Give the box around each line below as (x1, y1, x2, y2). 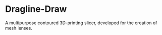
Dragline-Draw (5, 3, 67, 15)
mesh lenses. (5, 25, 32, 31)
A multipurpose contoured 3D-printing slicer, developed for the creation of (5, 20, 158, 26)
